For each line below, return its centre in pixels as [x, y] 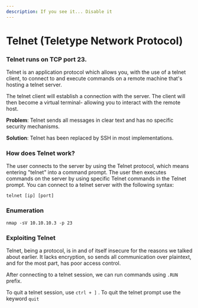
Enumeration [25, 210]
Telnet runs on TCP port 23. [46, 59]
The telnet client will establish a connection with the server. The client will [96, 96]
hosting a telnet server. [34, 85]
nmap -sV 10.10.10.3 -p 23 [39, 223]
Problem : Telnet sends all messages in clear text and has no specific [90, 120]
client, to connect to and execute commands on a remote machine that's [94, 79]
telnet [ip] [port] [30, 196]
